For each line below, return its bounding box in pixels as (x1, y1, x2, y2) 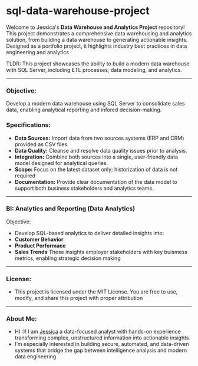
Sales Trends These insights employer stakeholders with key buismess (14, 248, 187, 255)
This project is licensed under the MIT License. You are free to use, (14, 288, 178, 295)
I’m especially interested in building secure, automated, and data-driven (14, 341, 189, 348)
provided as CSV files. (14, 140, 69, 148)
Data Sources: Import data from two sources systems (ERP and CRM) (14, 134, 184, 141)
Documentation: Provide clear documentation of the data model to (14, 178, 178, 185)
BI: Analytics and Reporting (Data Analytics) (6, 205, 136, 213)
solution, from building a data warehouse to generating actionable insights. (6, 36, 188, 43)
